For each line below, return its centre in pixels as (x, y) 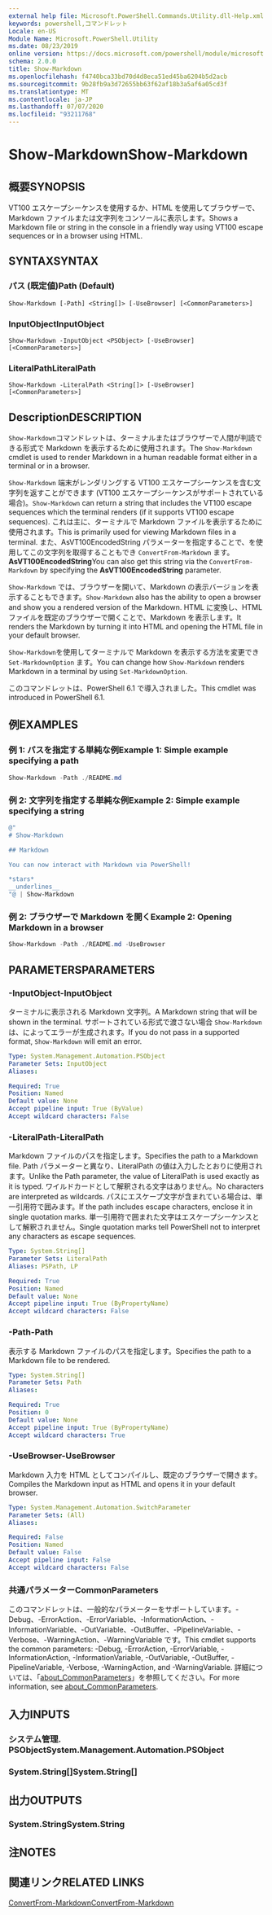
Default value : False (45, 1553)
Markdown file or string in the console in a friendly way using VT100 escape (136, 227)
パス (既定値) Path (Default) (62, 286)
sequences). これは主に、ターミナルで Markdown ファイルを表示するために (136, 522)
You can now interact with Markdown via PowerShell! (100, 865)
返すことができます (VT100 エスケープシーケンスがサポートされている (147, 493)
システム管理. (35, 1739)
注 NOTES (33, 1853)
